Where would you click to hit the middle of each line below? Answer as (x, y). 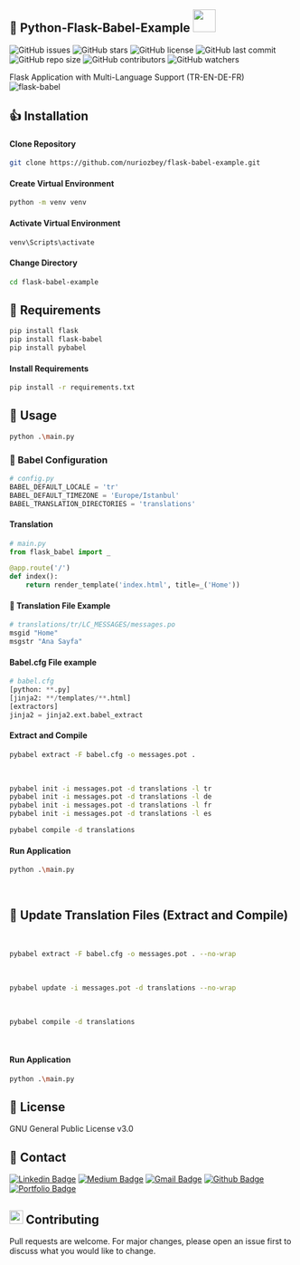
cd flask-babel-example (54, 282)
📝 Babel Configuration (59, 460)
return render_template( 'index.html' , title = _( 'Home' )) (133, 585)
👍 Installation (49, 116)
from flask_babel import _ (60, 552)
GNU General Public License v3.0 (71, 1129)
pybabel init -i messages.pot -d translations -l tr (111, 789)
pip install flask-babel (56, 340)
